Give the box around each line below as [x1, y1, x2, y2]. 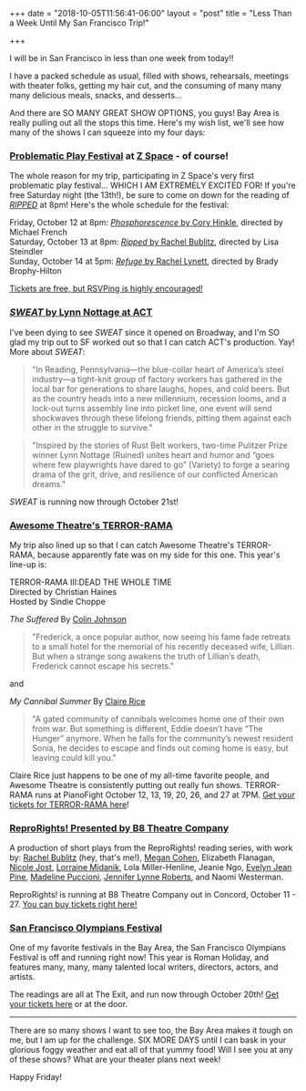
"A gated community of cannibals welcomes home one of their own [31, 713, 285, 724]
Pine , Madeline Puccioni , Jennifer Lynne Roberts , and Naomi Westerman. [9, 871, 284, 883]
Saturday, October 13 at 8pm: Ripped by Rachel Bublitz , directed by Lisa [9, 236, 280, 247]
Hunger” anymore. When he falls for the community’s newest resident [31, 733, 294, 743]
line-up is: [9, 558, 47, 569]
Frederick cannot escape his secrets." [31, 660, 175, 671]
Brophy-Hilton [9, 265, 62, 276]
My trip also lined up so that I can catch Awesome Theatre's [9, 539, 235, 550]
